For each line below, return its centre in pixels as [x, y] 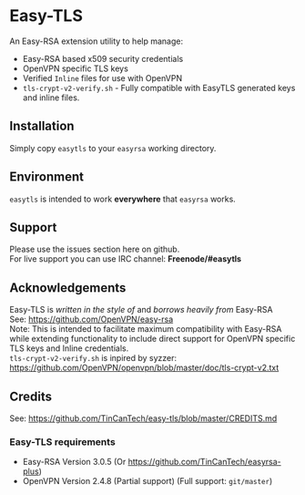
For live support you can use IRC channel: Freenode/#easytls [126, 259]
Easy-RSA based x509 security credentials [103, 58]
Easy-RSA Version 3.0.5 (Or [74, 462]
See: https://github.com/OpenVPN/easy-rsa [91, 319]
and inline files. [51, 98]
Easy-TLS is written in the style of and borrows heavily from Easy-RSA [141, 310]
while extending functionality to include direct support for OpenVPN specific [152, 339]
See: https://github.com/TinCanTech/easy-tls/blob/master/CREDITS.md [143, 418]
